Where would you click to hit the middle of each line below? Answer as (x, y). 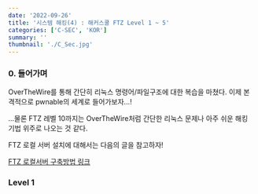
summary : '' (28, 37)
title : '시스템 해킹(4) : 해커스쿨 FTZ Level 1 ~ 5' (89, 23)
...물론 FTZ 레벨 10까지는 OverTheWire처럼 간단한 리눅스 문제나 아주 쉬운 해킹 (128, 119)
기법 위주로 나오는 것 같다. (48, 128)
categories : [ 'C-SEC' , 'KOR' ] (58, 30)
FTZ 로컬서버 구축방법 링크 (49, 162)
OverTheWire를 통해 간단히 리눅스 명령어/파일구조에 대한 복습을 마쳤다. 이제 (125, 92)
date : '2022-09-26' (40, 15)
